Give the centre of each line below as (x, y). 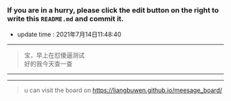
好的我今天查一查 (48, 64)
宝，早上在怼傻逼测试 (54, 55)
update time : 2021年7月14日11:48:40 (69, 34)
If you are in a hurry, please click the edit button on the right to (113, 10)
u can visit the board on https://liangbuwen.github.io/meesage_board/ (123, 90)
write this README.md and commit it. (66, 18)
